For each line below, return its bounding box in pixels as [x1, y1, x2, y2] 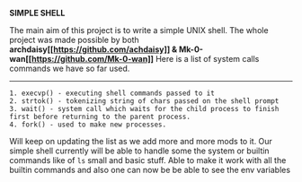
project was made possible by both [9, 35, 139, 45]
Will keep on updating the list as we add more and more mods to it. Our [9, 136, 272, 146]
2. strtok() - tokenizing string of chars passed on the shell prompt [9, 97, 280, 106]
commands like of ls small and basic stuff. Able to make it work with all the [9, 155, 287, 165]
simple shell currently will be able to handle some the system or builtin [9, 145, 270, 156]
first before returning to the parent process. [9, 112, 191, 121]
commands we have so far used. [9, 63, 130, 74]
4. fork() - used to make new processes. [9, 120, 167, 129]
